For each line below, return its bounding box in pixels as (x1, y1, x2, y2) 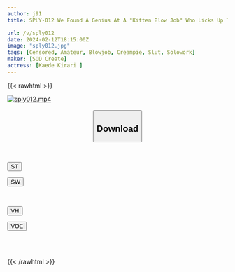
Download (97, 123, 138, 134)
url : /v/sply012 (7, 29, 55, 36)
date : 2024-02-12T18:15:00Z (7, 36, 90, 43)
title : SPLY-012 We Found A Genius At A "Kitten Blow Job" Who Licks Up (7, 17, 224, 24)
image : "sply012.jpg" (7, 43, 71, 50)
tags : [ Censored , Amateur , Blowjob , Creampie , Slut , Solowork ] (7, 49, 196, 56)
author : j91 (7, 10, 42, 18)
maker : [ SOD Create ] (7, 55, 68, 63)
